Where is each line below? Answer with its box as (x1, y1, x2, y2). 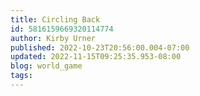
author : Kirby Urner (10, 33, 97, 43)
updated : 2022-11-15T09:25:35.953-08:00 (10, 52, 182, 62)
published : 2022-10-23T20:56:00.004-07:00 (10, 42, 190, 53)
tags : (10, 71, 33, 81)
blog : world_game (10, 61, 83, 71)
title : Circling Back (10, 14, 101, 25)
